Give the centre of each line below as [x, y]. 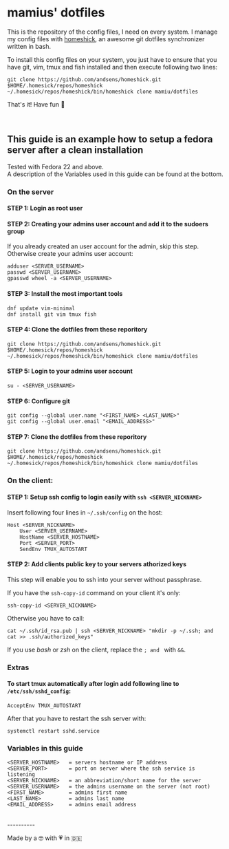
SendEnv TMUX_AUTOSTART [54, 549]
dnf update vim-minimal [41, 308]
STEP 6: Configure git [39, 401]
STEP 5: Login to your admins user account [70, 371]
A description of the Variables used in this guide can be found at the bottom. [115, 174]
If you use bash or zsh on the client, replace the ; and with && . [96, 649]
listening [21, 775]
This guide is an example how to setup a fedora [110, 139]
